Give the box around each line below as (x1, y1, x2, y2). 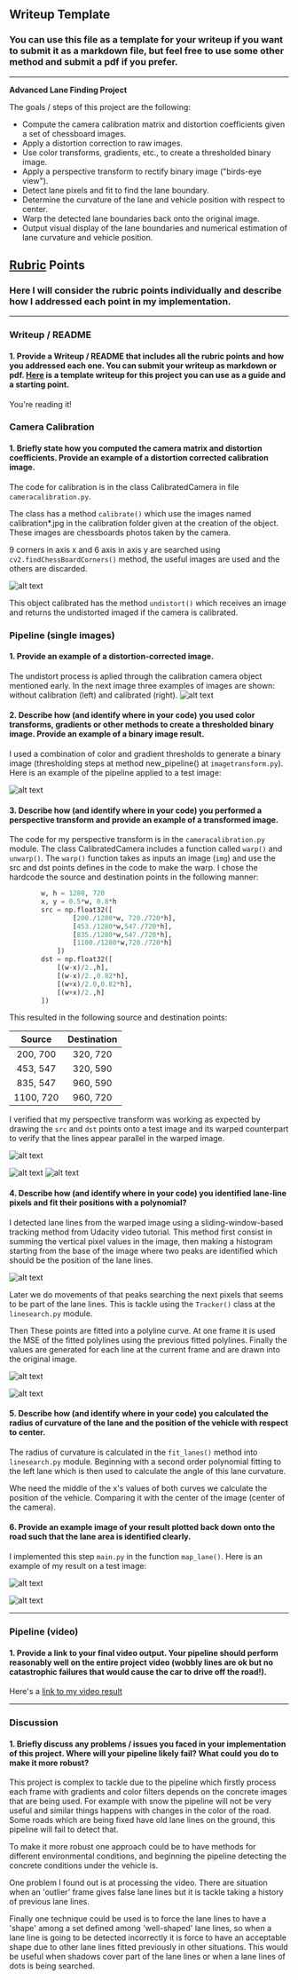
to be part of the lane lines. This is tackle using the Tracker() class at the (9, 1298, 276, 1309)
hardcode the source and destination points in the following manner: (9, 872, 259, 882)
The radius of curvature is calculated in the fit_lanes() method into (9, 1447, 258, 1457)
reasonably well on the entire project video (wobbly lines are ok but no (9, 1657, 273, 1668)
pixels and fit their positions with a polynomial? (9, 1197, 187, 1208)
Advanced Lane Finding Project (9, 84, 128, 95)
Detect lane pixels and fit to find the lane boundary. (21, 185, 210, 195)
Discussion (9, 1716, 59, 1729)
